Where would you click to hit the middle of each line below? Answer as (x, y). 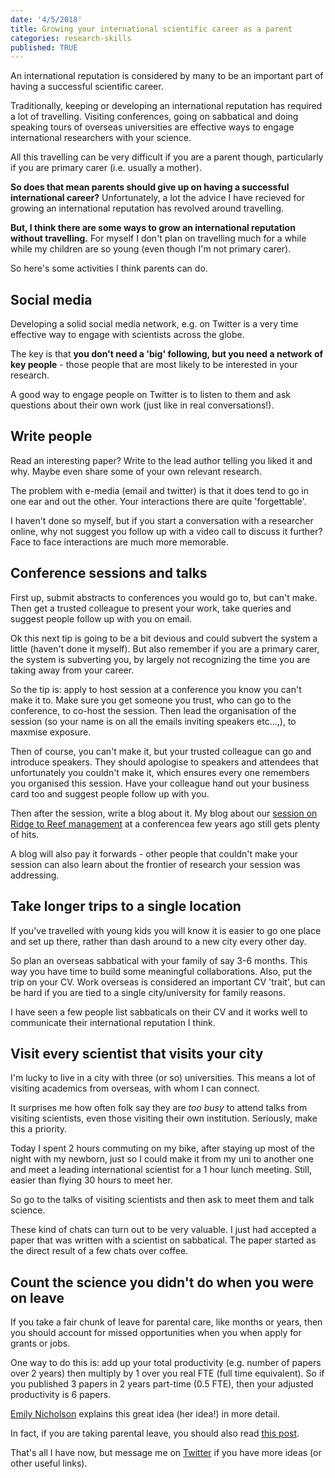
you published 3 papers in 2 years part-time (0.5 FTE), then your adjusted (162, 1384)
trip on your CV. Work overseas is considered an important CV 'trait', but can (168, 982)
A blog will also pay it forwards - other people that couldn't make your (154, 853)
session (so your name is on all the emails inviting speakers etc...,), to (153, 721)
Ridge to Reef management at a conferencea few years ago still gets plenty (165, 823)
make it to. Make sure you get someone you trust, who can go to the (151, 700)
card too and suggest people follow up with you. (110, 793)
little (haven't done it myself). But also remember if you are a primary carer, (165, 648)
